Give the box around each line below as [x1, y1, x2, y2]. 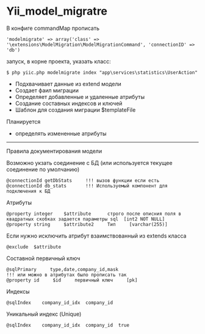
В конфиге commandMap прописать [6, 24, 99, 32]
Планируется [6, 118, 41, 125]
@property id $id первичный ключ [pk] [6, 277, 138, 283]
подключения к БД [6, 188, 51, 194]
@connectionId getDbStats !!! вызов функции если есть [6, 177, 160, 184]
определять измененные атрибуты [15, 129, 107, 137]
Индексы [6, 288, 30, 295]
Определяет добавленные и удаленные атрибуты [15, 93, 145, 100]
